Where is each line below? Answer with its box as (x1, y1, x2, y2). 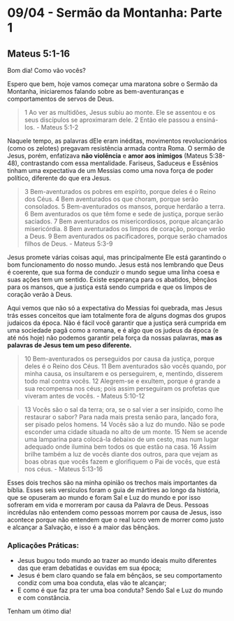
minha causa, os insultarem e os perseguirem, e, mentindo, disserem (24, 370, 224, 377)
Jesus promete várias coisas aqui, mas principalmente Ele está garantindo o (7, 253, 227, 261)
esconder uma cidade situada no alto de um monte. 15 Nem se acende (24, 428, 228, 435)
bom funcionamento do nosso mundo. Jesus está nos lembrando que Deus (7, 260, 224, 269)
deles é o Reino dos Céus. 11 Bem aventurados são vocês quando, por (24, 362, 227, 370)
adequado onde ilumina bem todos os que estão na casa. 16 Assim (24, 442, 217, 451)
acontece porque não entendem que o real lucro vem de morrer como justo (7, 516, 224, 524)
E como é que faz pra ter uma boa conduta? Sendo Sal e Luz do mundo (17, 586, 224, 594)
